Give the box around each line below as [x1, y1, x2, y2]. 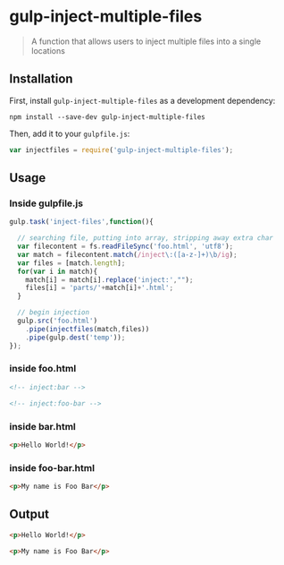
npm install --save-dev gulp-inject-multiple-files [9, 112, 205, 122]
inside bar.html [9, 420, 76, 432]
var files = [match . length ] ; [17, 258, 126, 268]
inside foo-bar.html [9, 461, 96, 474]
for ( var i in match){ [17, 267, 98, 276]
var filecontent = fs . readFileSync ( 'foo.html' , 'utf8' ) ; [17, 242, 234, 252]
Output [9, 507, 49, 522]
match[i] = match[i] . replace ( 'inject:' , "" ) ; [25, 275, 194, 284]
